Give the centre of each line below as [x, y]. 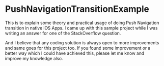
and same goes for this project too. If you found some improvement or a [78, 48]
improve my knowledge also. [34, 58]
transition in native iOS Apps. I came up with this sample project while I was [82, 28]
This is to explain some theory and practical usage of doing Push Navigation [82, 23]
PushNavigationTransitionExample [77, 9]
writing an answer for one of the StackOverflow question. [63, 33]
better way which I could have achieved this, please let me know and [75, 53]
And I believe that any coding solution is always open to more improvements [82, 42]
